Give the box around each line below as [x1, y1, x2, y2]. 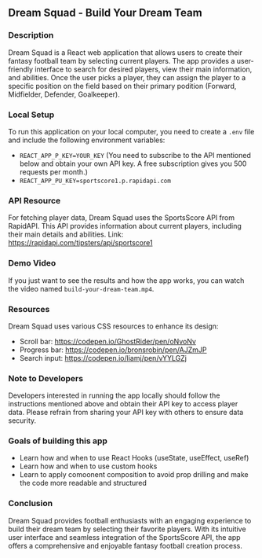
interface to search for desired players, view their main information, [35, 64, 253, 74]
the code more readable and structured [19, 479, 147, 488]
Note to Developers [8, 373, 84, 384]
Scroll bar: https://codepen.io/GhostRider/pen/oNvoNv [19, 336, 196, 346]
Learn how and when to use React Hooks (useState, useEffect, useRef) [19, 453, 249, 463]
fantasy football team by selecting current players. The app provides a [8, 56, 235, 65]
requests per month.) [19, 167, 89, 176]
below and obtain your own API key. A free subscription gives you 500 [19, 159, 247, 168]
